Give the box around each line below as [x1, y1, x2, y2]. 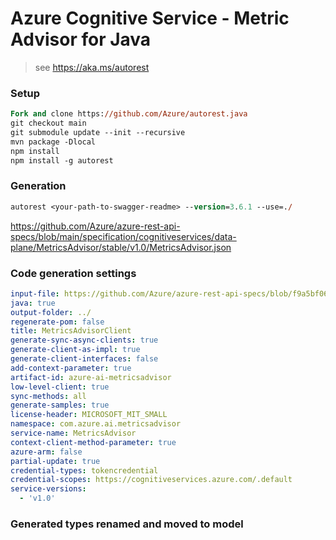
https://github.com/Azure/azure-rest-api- [10, 220, 181, 232]
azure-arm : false [10, 447, 83, 457]
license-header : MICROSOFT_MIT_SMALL [10, 410, 168, 420]
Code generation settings [10, 266, 137, 280]
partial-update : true [10, 456, 101, 466]
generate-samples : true [10, 400, 110, 411]
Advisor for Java [10, 28, 152, 51]
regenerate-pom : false [10, 317, 105, 327]
